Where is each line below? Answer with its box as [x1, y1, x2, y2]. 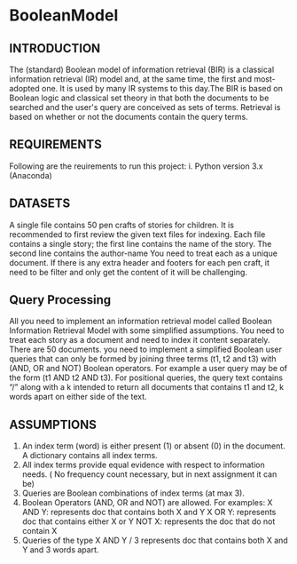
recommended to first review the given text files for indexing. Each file [9, 228, 266, 240]
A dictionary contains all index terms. [21, 450, 158, 461]
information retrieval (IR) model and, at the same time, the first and [9, 74, 253, 84]
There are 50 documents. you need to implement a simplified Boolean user [9, 344, 282, 355]
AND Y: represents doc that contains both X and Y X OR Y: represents [21, 507, 277, 518]
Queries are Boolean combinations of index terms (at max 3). [21, 488, 246, 498]
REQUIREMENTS [9, 137, 102, 152]
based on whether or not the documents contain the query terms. [9, 112, 248, 122]
